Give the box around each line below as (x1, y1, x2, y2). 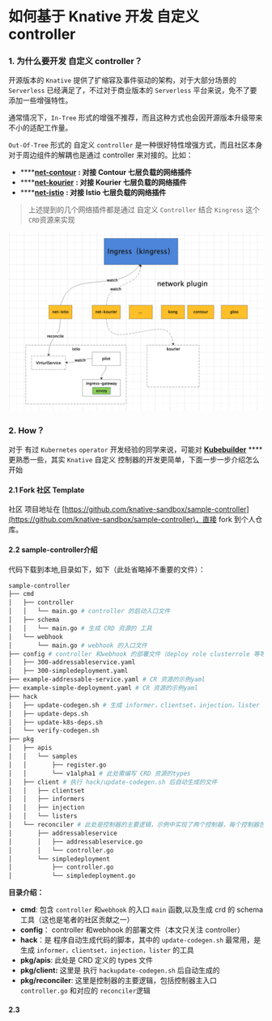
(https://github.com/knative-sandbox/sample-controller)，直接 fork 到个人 (8, 515, 256, 525)
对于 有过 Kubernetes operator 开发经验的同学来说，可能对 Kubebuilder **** (8, 445, 263, 454)
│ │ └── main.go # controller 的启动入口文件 (8, 607, 171, 615)
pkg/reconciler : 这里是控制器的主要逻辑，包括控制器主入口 (19, 976, 217, 985)
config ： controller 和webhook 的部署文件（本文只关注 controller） (19, 925, 244, 935)
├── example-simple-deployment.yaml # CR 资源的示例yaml (8, 684, 198, 692)
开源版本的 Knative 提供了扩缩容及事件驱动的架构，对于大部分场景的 (8, 75, 236, 85)
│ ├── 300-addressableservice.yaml (8, 658, 136, 666)
